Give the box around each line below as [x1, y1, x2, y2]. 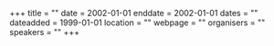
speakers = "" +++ [9, 27, 80, 37]
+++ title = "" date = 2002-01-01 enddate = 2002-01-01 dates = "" [9, 8, 258, 18]
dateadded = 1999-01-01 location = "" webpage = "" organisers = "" [9, 17, 266, 28]
